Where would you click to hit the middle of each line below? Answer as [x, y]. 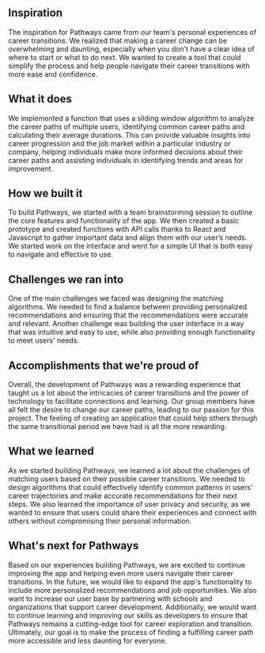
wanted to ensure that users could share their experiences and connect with [132, 512]
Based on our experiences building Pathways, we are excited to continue [127, 564]
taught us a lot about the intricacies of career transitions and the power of [129, 393]
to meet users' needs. [44, 340]
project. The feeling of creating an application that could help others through [133, 418]
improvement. [31, 169]
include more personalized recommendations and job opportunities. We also [132, 590]
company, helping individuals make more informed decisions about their [126, 152]
